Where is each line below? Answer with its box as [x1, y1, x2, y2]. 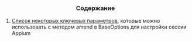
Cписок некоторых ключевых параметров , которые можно [11, 17, 160, 24]
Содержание [76, 4, 115, 12]
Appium [11, 30, 31, 37]
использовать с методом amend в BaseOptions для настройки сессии [11, 23, 187, 30]
